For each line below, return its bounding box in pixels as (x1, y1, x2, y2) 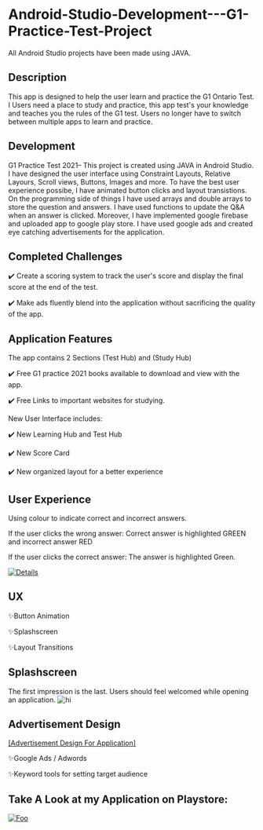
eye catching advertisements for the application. (8, 227, 165, 236)
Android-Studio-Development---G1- (8, 5, 250, 24)
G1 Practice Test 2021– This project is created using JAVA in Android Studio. (8, 160, 254, 170)
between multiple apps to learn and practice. (8, 116, 153, 126)
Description (8, 71, 67, 84)
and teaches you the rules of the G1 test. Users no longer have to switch (8, 108, 242, 118)
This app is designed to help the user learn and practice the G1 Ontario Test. (8, 92, 255, 101)
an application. (8, 695, 57, 704)
